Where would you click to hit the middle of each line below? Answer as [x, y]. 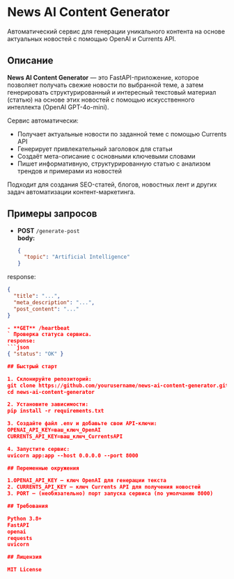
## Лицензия [24, 557]
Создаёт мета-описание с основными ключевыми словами [107, 156]
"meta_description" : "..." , [54, 302]
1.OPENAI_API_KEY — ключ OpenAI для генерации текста [87, 481]
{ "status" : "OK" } [36, 354]
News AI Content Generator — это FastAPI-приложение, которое [103, 77]
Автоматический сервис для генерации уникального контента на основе [116, 31]
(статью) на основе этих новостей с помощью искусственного [101, 100]
